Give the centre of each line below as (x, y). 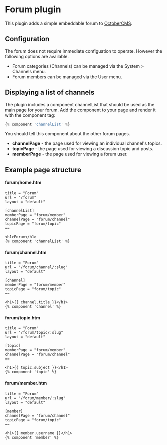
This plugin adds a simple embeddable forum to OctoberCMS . (69, 23)
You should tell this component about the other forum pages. (68, 134)
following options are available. (37, 56)
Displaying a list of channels (50, 92)
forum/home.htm (23, 182)
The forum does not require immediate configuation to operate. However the (83, 51)
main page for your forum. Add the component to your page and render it (80, 110)
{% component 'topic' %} (31, 372)
